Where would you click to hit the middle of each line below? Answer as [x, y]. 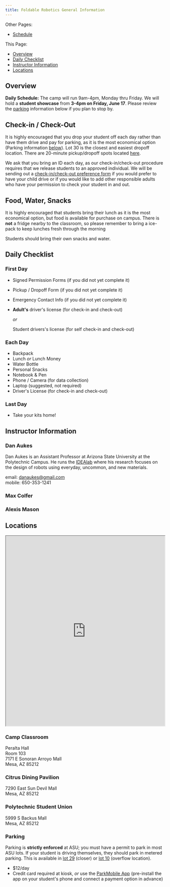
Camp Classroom [27, 737]
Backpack [23, 353]
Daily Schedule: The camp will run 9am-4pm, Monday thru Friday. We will [82, 98]
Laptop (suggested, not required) [47, 386]
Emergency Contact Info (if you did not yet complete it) [70, 300]
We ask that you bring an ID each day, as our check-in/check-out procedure [84, 163]
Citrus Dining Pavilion [32, 777]
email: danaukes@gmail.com [35, 477]
